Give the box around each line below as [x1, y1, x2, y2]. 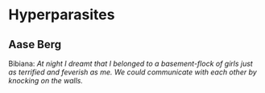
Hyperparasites [8, 6, 115, 24]
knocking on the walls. [8, 76, 83, 85]
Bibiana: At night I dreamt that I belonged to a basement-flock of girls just [8, 59, 254, 68]
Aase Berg [8, 38, 62, 51]
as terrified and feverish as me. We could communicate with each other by [8, 67, 258, 77]
